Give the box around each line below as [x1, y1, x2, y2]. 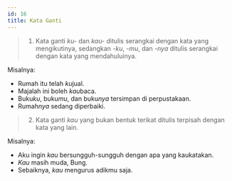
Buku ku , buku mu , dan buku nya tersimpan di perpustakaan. [17, 94, 191, 103]
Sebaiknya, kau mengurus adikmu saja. [17, 165, 133, 174]
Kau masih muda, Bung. [17, 158, 88, 167]
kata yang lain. [35, 123, 78, 131]
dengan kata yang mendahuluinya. [35, 51, 137, 60]
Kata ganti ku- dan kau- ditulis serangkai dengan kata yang [35, 36, 209, 45]
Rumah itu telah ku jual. [17, 79, 85, 87]
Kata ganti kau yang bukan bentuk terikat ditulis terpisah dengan [35, 115, 226, 124]
